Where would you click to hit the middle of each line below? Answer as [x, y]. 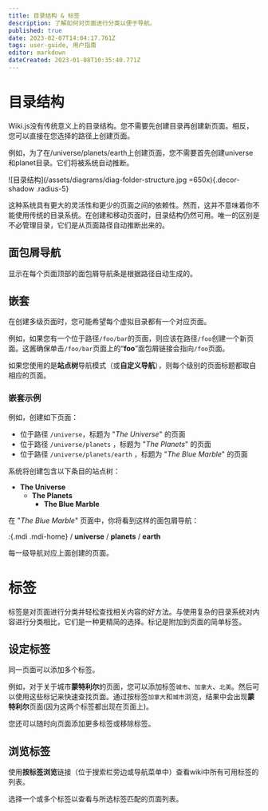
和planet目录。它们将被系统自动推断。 [71, 162]
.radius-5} [52, 188]
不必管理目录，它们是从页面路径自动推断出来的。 [89, 225]
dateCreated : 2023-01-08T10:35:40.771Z [75, 61]
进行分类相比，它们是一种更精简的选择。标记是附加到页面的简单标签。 [130, 621]
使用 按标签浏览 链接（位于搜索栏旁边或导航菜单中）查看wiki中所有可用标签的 [134, 772]
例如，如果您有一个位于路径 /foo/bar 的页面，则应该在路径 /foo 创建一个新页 [131, 338]
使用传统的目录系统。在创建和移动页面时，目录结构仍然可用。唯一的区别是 [137, 215]
